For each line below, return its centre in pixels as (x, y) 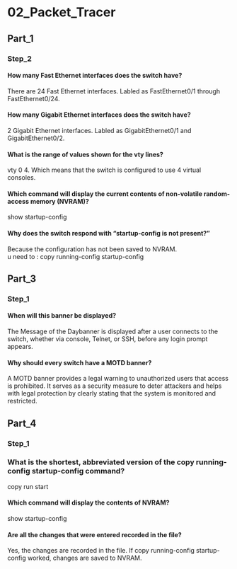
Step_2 (19, 59)
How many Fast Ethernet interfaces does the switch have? (95, 76)
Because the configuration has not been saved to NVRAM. (92, 249)
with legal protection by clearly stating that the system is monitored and (112, 393)
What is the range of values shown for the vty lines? (86, 154)
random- (217, 194)
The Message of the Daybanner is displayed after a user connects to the (113, 332)
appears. (20, 347)
